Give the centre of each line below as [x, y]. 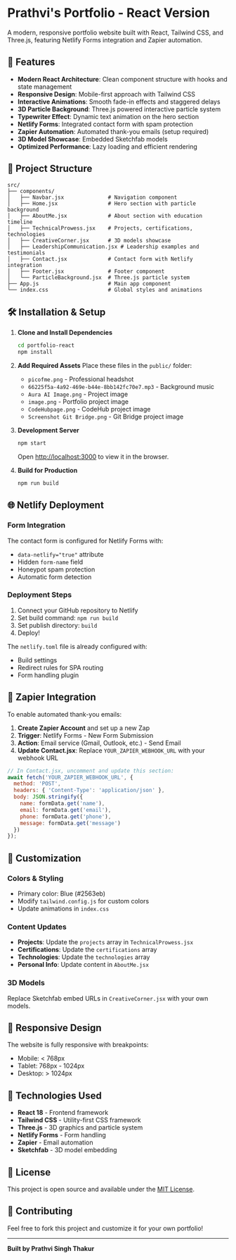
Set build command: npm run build [68, 617]
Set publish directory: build [57, 625]
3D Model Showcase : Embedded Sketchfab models [92, 139]
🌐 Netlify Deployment [55, 505]
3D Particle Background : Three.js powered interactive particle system [119, 109]
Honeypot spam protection [56, 569]
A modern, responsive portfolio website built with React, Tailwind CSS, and [115, 32]
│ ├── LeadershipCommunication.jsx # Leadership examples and [103, 247]
